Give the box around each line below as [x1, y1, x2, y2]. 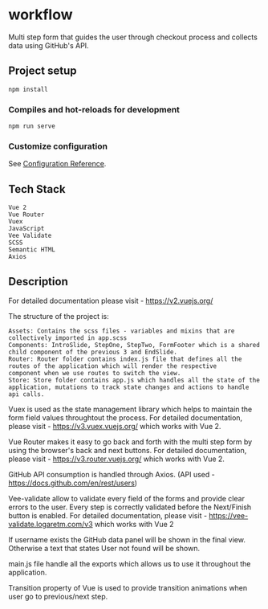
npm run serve [8, 122, 56, 130]
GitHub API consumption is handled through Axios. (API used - [8, 469, 215, 479]
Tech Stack [8, 182, 66, 196]
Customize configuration [8, 141, 108, 152]
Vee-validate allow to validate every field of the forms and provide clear [8, 493, 245, 503]
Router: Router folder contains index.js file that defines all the [8, 355, 242, 363]
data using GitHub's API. [8, 40, 90, 50]
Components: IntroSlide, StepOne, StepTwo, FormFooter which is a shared [8, 341, 261, 349]
